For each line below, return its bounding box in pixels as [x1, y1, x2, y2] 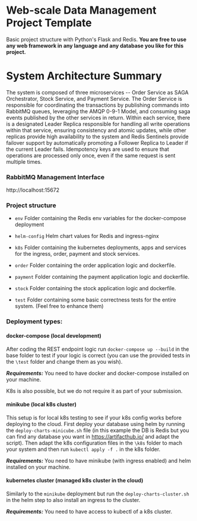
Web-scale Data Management [6, 4, 157, 17]
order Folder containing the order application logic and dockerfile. [14, 262, 176, 269]
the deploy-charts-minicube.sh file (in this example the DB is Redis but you [6, 427, 189, 434]
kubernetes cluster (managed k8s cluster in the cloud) [6, 477, 144, 484]
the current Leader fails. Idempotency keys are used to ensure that [6, 145, 169, 153]
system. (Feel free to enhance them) [14, 303, 104, 310]
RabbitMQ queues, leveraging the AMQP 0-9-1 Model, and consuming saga [6, 107, 191, 115]
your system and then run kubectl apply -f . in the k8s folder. [6, 446, 161, 453]
